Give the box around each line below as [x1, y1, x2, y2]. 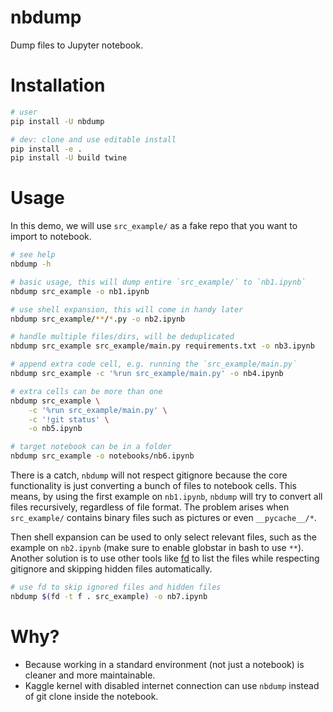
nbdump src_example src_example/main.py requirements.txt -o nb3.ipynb [10, 341, 315, 351]
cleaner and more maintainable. [24, 669, 156, 681]
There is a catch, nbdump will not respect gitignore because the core [10, 469, 288, 481]
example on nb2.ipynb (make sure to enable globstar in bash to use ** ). [10, 542, 305, 554]
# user [10, 107, 38, 117]
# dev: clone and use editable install [10, 134, 177, 145]
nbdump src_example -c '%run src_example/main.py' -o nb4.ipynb [10, 369, 284, 379]
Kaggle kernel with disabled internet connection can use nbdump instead [24, 679, 320, 691]
